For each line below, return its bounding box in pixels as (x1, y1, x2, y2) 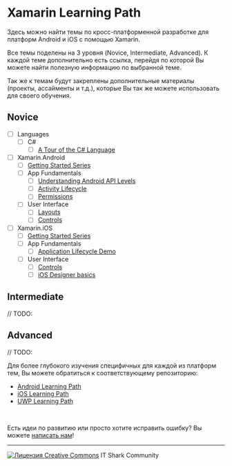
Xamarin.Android (17, 153, 66, 161)
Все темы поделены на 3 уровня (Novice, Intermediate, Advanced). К (7, 48, 209, 57)
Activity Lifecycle (37, 185, 88, 193)
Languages (17, 129, 50, 138)
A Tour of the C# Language (37, 145, 115, 154)
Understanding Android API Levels (37, 177, 136, 185)
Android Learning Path (17, 382, 81, 391)
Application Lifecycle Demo (37, 247, 116, 256)
